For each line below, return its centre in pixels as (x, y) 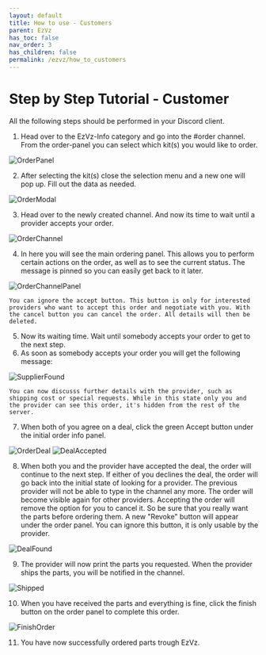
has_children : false (43, 52)
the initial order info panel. (63, 435)
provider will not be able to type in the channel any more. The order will (137, 491)
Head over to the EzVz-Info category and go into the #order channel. (133, 136)
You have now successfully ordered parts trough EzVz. (110, 642)
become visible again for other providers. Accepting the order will (127, 500)
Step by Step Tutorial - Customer (119, 99)
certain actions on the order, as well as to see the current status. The (133, 262)
